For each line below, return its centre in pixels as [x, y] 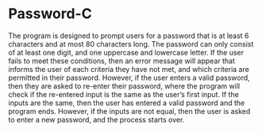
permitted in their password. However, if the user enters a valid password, [129, 77]
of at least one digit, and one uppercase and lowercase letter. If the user [126, 52]
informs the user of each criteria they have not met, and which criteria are [129, 69]
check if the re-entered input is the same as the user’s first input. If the [124, 94]
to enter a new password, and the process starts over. [96, 119]
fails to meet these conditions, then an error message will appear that [122, 61]
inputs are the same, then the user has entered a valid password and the [127, 103]
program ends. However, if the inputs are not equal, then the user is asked [129, 111]
